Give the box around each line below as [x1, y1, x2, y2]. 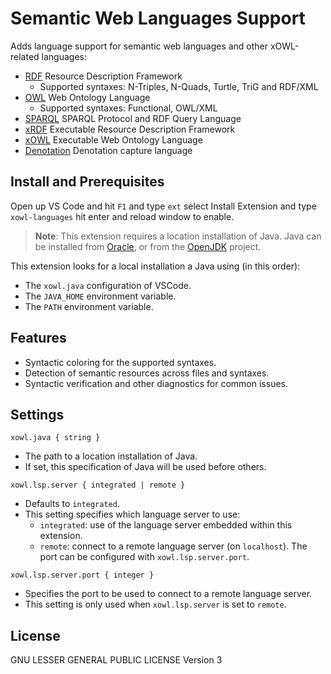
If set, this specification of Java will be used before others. [24, 461, 267, 473]
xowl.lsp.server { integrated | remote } [10, 480, 186, 491]
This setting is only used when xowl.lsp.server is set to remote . [24, 598, 287, 611]
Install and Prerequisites [10, 173, 165, 191]
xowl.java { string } [10, 433, 101, 443]
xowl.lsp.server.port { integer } [10, 570, 155, 581]
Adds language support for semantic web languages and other [10, 40, 269, 52]
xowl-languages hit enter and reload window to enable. [10, 210, 235, 222]
